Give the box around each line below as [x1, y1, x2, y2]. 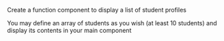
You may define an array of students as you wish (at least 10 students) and [7, 19, 217, 27]
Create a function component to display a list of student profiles [7, 6, 186, 14]
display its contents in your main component [7, 27, 132, 34]
